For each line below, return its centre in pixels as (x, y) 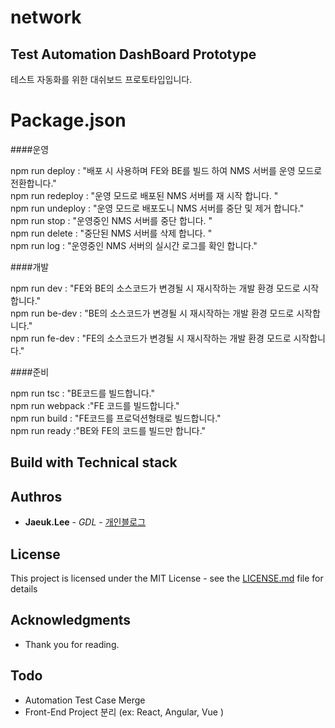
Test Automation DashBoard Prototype (133, 54)
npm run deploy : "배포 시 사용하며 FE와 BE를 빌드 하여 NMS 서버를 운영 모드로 (166, 170)
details (24, 588)
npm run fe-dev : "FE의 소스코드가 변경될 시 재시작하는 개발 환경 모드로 (151, 338)
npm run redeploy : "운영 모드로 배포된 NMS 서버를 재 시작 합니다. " (144, 195)
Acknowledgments (71, 620)
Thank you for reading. (72, 644)
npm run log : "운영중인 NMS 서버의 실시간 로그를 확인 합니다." (134, 245)
